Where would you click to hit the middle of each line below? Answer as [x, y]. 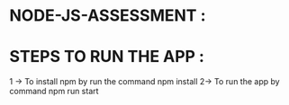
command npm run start [54, 92]
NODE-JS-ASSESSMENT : [108, 16]
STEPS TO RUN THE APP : [107, 57]
